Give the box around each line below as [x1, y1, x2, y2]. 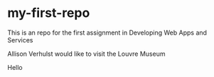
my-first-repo [7, 5, 90, 21]
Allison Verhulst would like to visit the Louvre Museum [7, 49, 166, 58]
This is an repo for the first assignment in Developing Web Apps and [7, 28, 208, 37]
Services [7, 35, 33, 44]
